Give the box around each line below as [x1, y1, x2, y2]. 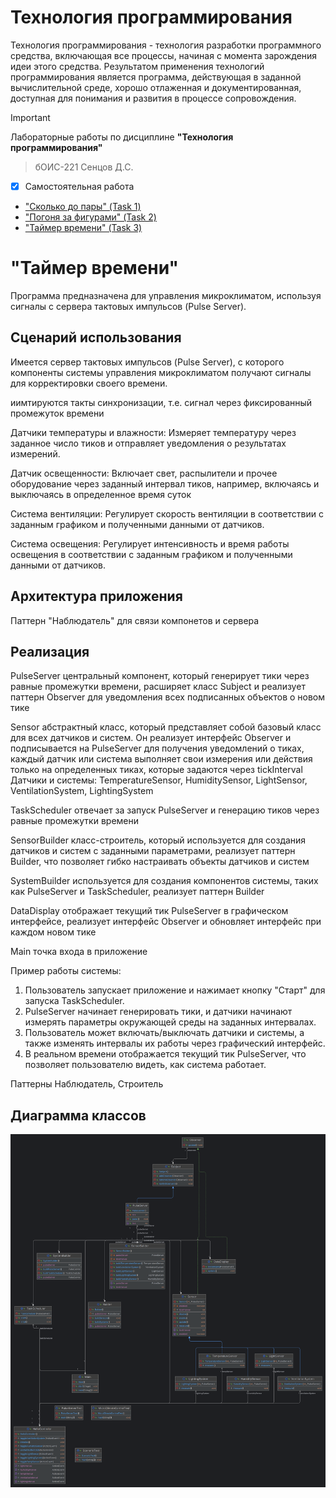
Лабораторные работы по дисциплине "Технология [10, 131, 234, 143]
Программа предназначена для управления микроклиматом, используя [10, 289, 322, 301]
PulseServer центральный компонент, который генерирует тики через [10, 670, 310, 682]
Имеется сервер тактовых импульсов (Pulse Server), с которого [10, 356, 285, 368]
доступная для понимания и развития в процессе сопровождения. [10, 92, 297, 104]
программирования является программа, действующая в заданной [10, 71, 302, 83]
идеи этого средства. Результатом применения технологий [10, 60, 265, 72]
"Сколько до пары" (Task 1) [24, 201, 142, 212]
